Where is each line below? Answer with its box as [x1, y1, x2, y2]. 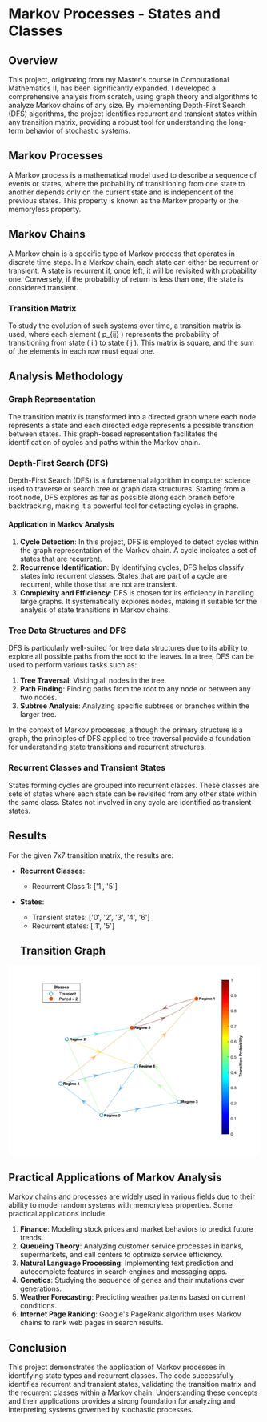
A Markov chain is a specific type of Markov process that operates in [8, 249, 236, 258]
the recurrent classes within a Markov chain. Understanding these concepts [8, 1388, 258, 1397]
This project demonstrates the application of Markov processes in [8, 1362, 225, 1372]
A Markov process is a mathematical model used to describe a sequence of [8, 170, 257, 180]
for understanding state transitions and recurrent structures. [8, 742, 206, 752]
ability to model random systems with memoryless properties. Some [8, 1200, 233, 1210]
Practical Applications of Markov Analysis [8, 1170, 222, 1184]
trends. [19, 1233, 44, 1243]
